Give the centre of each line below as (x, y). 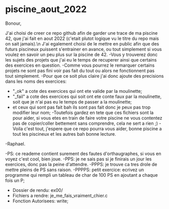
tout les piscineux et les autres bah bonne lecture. (64, 134)
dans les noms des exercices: (36, 81)
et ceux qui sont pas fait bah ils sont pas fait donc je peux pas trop (81, 107)
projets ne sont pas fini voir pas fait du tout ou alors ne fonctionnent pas (80, 70)
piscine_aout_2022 (46, 9)
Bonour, (13, 23)
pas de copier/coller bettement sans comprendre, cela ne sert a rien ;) (85, 123)
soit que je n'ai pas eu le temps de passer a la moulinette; (72, 101)
